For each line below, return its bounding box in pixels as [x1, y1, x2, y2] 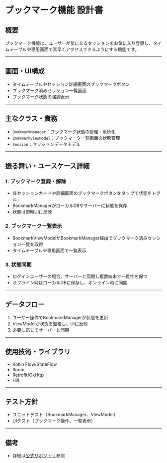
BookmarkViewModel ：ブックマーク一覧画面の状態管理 [12, 135, 120, 141]
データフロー [5, 300, 45, 309]
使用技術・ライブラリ [5, 348, 71, 356]
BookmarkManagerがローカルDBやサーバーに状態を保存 [12, 203, 128, 209]
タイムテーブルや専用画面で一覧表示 [12, 247, 86, 253]
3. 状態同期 [5, 261, 32, 268]
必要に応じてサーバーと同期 [12, 327, 70, 333]
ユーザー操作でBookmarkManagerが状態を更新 [12, 314, 108, 320]
